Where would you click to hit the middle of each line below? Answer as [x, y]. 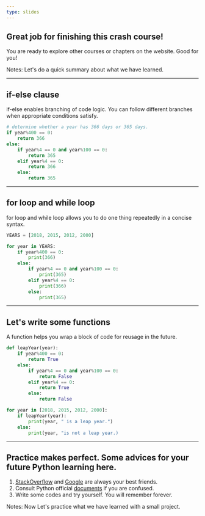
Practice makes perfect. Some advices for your [98, 458]
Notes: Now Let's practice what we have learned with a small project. [93, 507]
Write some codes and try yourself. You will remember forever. [94, 495]
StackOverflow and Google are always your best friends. [86, 482]
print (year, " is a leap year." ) [71, 421]
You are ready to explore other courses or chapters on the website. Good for [103, 51]
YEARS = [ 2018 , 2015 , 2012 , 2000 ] [50, 235]
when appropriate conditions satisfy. [52, 116]
